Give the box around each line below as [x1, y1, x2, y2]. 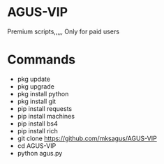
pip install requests [17, 104, 72, 112]
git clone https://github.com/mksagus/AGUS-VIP [17, 134, 157, 142]
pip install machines [17, 112, 75, 120]
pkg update [17, 75, 51, 83]
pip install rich [17, 126, 58, 135]
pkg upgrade [17, 82, 54, 91]
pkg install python [17, 89, 69, 98]
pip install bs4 [17, 119, 58, 128]
